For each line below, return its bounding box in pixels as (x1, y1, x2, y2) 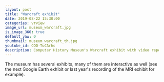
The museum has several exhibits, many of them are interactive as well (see (5, 61, 158, 67)
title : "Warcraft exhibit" (5, 12, 60, 16)
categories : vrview (5, 20, 45, 26)
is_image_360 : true (5, 30, 45, 34)
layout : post (5, 7, 32, 12)
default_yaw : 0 (5, 34, 36, 39)
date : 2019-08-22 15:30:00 (5, 16, 60, 21)
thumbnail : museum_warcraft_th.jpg (5, 39, 78, 44)
